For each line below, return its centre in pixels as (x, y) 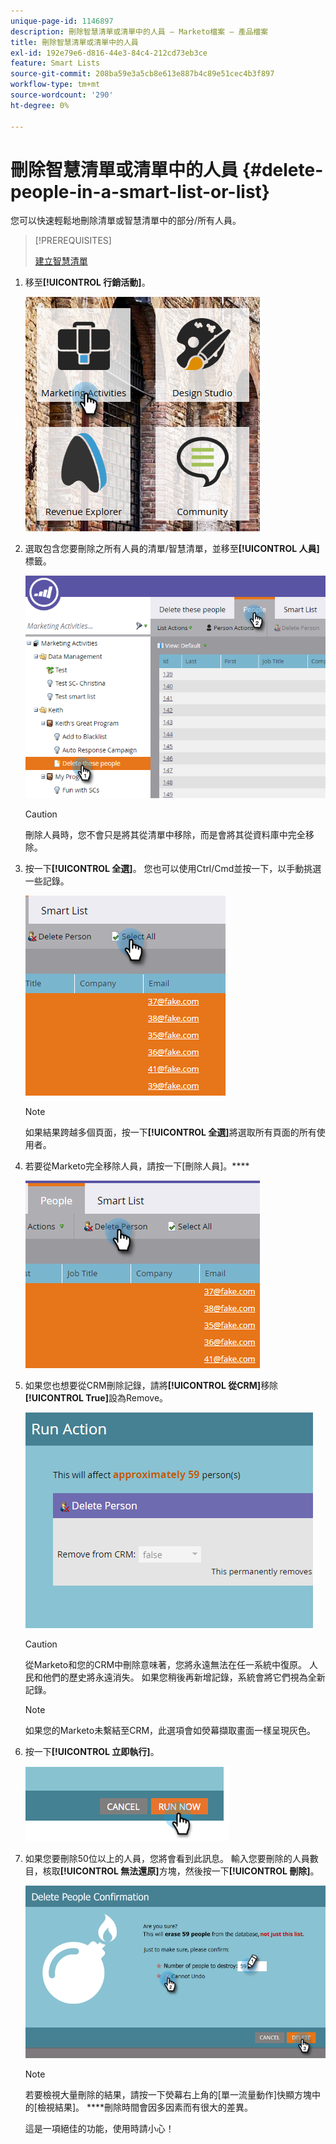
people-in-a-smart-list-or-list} (140, 191)
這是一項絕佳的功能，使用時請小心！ (99, 2128)
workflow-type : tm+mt (55, 85)
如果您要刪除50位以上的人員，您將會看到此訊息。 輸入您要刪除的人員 (167, 1859)
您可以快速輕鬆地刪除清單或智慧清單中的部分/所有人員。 (126, 221)
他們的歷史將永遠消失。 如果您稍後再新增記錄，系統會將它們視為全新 (184, 1677)
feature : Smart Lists (55, 63)
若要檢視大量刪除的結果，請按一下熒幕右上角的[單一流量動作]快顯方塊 (168, 2094)
